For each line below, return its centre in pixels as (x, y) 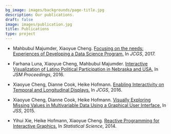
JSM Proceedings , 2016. (39, 74)
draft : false (19, 19)
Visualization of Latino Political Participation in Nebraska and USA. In (85, 69)
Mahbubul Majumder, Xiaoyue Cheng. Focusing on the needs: (78, 48)
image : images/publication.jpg (39, 24)
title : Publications (27, 29)
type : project (21, 34)
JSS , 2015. (24, 111)
